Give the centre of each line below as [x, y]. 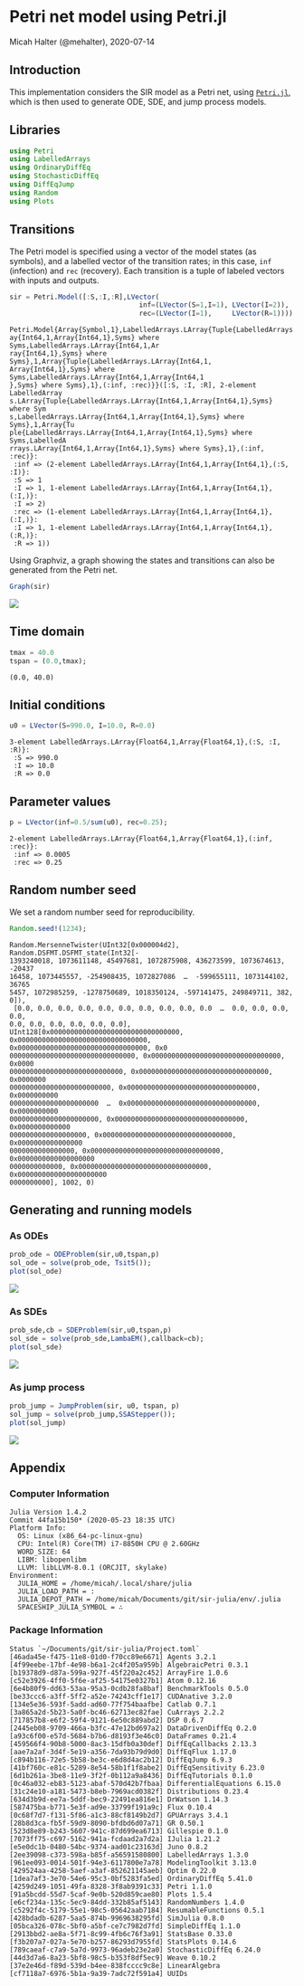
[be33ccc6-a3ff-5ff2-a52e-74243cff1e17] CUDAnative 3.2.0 [121, 1696]
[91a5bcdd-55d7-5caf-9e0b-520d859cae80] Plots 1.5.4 [111, 1894]
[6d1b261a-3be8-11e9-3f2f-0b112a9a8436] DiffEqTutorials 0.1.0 [131, 1775]
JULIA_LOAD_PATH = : [56, 1592]
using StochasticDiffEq [54, 176]
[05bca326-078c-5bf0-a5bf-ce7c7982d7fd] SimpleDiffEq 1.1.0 [125, 1926]
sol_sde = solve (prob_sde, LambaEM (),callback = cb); [107, 1339]
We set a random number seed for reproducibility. [102, 912]
